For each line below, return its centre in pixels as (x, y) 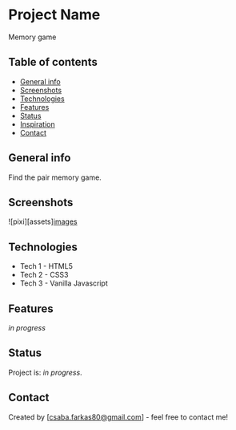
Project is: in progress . (45, 372)
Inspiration (37, 124)
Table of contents (53, 62)
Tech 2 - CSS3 (44, 275)
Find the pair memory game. (55, 177)
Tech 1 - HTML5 (46, 266)
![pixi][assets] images (43, 221)
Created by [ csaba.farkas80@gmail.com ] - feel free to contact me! (118, 417)
